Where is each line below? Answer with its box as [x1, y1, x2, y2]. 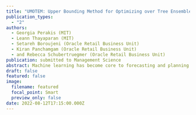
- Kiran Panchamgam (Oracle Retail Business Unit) [11, 46, 137, 52]
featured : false [6, 73, 45, 79]
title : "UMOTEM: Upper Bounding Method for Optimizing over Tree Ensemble [6, 8, 192, 15]
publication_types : [6, 14, 54, 20]
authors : [6, 24, 27, 31]
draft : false [6, 68, 38, 74]
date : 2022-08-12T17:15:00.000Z [6, 100, 85, 106]
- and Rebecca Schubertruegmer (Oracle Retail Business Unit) [11, 52, 166, 57]
